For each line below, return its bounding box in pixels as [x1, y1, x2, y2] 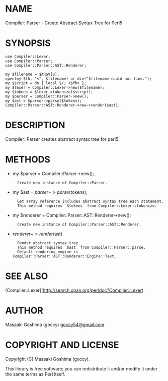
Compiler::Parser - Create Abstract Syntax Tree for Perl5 [5, 20, 123, 26]
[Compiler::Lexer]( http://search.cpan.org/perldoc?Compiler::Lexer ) [5, 287, 144, 293]
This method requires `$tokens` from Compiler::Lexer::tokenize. [17, 203, 157, 208]
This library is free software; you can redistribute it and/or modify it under [5, 365, 158, 371]
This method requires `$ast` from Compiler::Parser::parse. [17, 245, 146, 250]
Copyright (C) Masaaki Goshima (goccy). [5, 356, 90, 362]
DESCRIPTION [5, 120, 65, 131]
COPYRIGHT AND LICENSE [5, 339, 119, 351]
